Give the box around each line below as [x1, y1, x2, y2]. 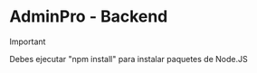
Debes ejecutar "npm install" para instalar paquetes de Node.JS [9, 53, 248, 64]
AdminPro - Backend [9, 6, 168, 27]
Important [9, 36, 46, 47]
